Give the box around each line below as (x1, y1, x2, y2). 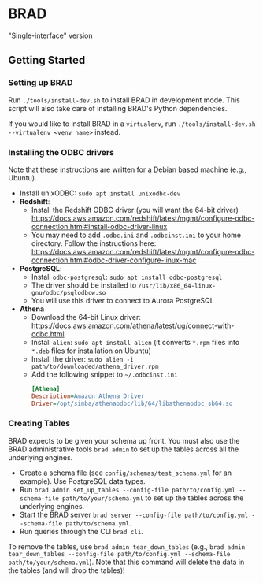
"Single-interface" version (8, 31, 93, 40)
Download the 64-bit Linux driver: (31, 312, 142, 321)
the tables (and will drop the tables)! (8, 565, 125, 575)
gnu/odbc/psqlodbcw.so (31, 288, 106, 296)
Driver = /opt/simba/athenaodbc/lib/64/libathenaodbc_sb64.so (31, 399, 233, 407)
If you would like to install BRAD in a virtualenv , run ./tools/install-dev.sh (8, 119, 256, 128)
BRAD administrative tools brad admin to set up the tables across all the (8, 444, 239, 454)
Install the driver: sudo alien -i (31, 354, 134, 363)
